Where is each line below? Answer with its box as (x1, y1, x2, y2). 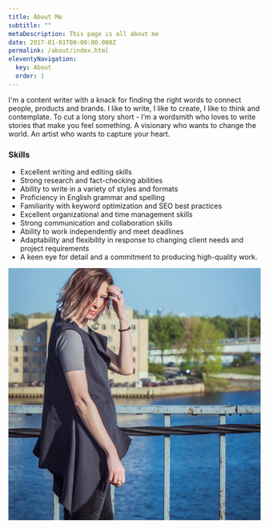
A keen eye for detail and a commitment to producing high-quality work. (19, 252, 258, 262)
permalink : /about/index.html (8, 46, 110, 55)
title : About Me (8, 13, 62, 21)
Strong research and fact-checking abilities (19, 176, 163, 186)
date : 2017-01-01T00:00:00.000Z (8, 38, 116, 46)
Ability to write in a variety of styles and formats (19, 184, 179, 194)
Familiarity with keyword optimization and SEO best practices (19, 201, 223, 211)
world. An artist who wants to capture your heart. (8, 129, 171, 138)
